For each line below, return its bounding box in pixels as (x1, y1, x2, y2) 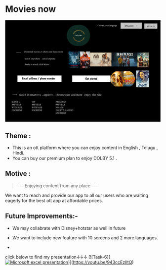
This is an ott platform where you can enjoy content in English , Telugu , (12, 145, 158, 151)
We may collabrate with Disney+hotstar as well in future (12, 225, 126, 231)
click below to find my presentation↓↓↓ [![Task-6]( (5, 254, 110, 260)
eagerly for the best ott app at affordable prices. (5, 197, 103, 204)
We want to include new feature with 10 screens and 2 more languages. (12, 234, 158, 241)
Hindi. (12, 150, 25, 156)
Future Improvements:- (5, 212, 78, 220)
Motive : (5, 169, 31, 178)
